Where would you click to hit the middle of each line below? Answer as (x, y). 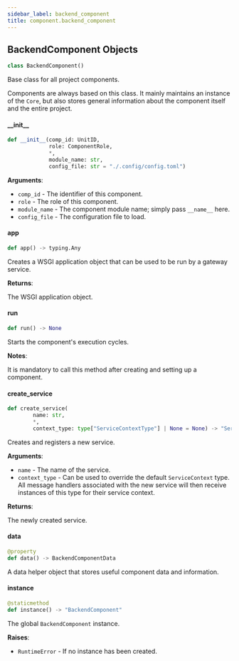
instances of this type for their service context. (86, 492)
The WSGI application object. (50, 297)
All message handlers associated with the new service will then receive (122, 485)
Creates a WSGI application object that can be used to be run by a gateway (117, 262)
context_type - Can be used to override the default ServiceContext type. (123, 477)
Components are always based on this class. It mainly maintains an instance (119, 93)
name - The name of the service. (64, 470)
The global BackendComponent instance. (64, 623)
